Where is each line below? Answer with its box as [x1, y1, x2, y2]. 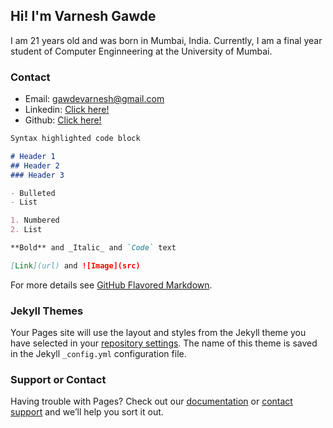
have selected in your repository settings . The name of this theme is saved [10, 337, 318, 349]
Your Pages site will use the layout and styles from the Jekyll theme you [10, 327, 307, 339]
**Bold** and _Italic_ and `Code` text [10, 243, 177, 253]
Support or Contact [10, 373, 107, 387]
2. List [10, 225, 43, 235]
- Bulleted [10, 188, 56, 198]
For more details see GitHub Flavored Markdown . [10, 279, 213, 291]
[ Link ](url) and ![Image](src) [10, 260, 141, 271]
